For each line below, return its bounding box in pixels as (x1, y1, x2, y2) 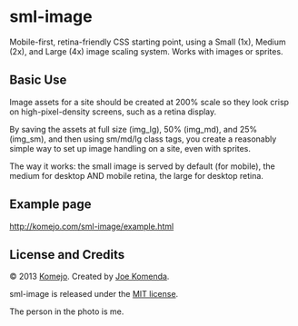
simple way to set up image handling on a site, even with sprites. (9, 143, 252, 153)
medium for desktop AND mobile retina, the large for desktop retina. (9, 170, 263, 181)
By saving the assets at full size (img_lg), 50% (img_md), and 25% (9, 123, 257, 134)
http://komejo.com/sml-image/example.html (9, 221, 174, 232)
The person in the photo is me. (9, 306, 124, 317)
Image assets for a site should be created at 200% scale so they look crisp (9, 96, 289, 107)
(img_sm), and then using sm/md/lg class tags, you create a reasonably (9, 133, 277, 144)
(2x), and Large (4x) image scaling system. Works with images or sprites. (9, 45, 283, 56)
